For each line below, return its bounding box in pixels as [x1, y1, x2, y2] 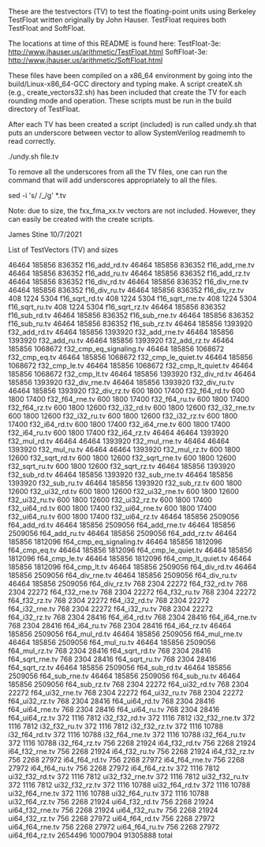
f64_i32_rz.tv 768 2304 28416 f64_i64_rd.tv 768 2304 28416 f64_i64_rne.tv [8, 613, 257, 622]
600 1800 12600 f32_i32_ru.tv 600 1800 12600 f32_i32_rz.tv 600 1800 [8, 411, 238, 421]
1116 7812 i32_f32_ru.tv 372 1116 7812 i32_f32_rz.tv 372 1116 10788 [8, 721, 223, 731]
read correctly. [8, 137, 57, 145]
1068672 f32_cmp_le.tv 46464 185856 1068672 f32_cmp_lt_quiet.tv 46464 [8, 361, 254, 370]
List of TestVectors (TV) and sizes [8, 245, 118, 254]
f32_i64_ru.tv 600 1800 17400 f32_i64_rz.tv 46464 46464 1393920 [8, 428, 229, 437]
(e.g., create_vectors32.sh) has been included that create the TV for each [8, 88, 247, 97]
